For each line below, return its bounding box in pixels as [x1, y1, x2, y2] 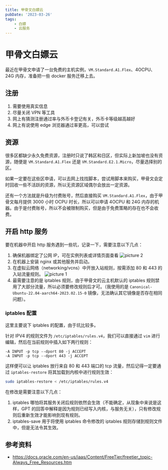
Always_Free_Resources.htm [12, 459, 72, 465]
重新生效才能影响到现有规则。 [21, 412, 83, 418]
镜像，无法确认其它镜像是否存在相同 [87, 290, 162, 296]
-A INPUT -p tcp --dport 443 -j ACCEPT [5, 353, 88, 358]
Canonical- [129, 284, 152, 290]
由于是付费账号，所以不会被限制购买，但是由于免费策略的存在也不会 [13, 205, 154, 211]
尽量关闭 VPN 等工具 [12, 109, 55, 115]
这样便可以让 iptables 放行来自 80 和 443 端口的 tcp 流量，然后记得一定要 [5, 363, 157, 369]
